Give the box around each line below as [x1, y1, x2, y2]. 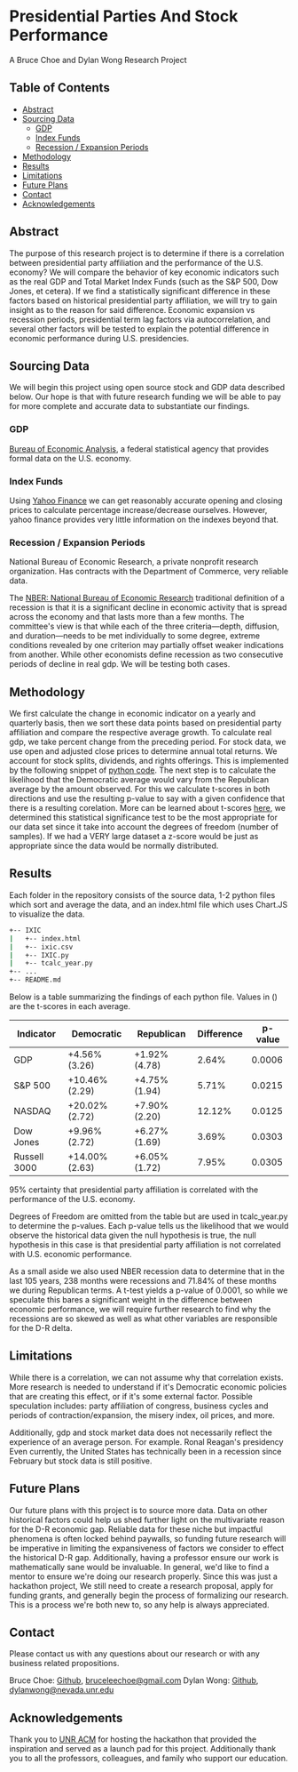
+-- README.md [9, 975, 62, 984]
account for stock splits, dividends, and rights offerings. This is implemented [9, 756, 289, 766]
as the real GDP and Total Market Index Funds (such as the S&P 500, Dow [9, 276, 278, 286]
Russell [13, 1151, 44, 1163]
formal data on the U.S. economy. [9, 453, 132, 463]
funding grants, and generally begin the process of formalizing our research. [9, 1590, 289, 1600]
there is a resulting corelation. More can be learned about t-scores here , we [9, 803, 286, 814]
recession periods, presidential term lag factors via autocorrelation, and [9, 314, 271, 325]
